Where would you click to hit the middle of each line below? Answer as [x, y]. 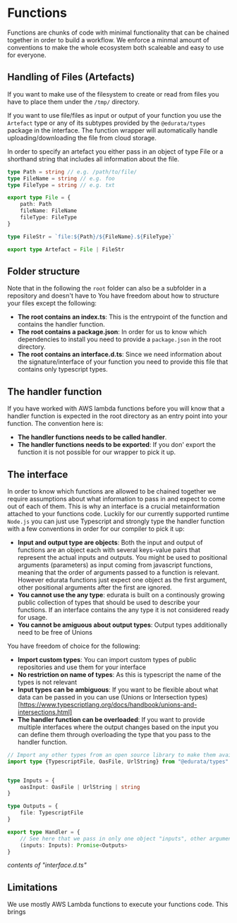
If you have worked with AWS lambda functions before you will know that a [116, 409]
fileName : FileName [49, 211]
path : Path [36, 204]
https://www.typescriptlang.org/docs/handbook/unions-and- [109, 704]
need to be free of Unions [55, 632]
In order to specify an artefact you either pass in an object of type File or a [115, 151]
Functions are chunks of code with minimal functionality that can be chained [118, 32]
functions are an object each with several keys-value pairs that [109, 550]
